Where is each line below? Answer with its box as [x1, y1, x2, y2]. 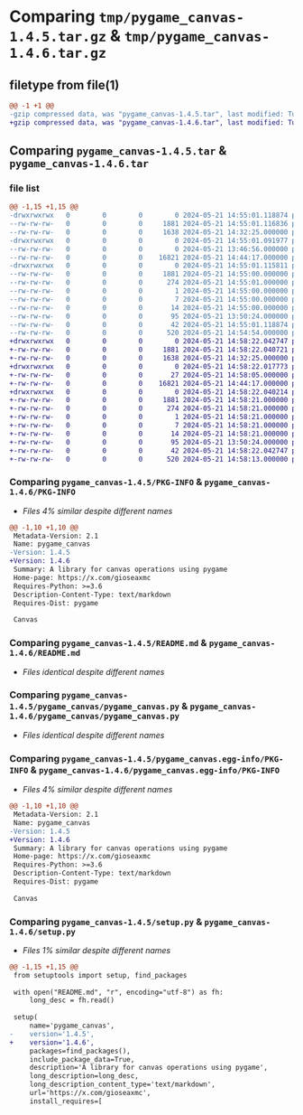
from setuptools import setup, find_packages [13, 970, 188, 979]
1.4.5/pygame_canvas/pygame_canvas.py [9, 702, 180, 712]
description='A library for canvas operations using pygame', [29, 1063, 269, 1073]
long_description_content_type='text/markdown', [29, 1080, 216, 1090]
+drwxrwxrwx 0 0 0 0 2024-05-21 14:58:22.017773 [9, 361, 289, 371]
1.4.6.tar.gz [9, 45, 106, 62]
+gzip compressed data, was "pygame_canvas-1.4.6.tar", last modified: [9, 117, 284, 127]
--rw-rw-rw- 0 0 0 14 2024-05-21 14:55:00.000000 [9, 303, 289, 313]
